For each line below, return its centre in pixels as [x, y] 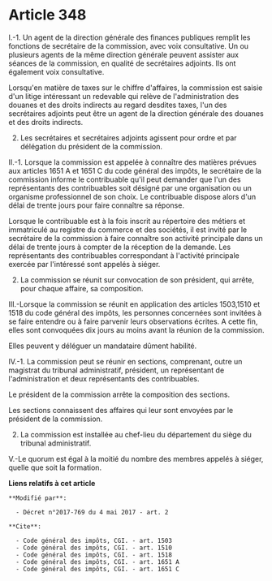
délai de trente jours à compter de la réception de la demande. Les [120, 247]
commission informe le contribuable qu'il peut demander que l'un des [125, 179]
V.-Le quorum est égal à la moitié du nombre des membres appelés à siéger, [136, 458]
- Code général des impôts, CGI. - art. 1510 [94, 548]
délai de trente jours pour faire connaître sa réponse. [97, 205]
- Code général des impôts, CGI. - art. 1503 [94, 540]
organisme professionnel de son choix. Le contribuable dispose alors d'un [132, 196]
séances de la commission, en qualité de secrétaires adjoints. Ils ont [122, 63]
